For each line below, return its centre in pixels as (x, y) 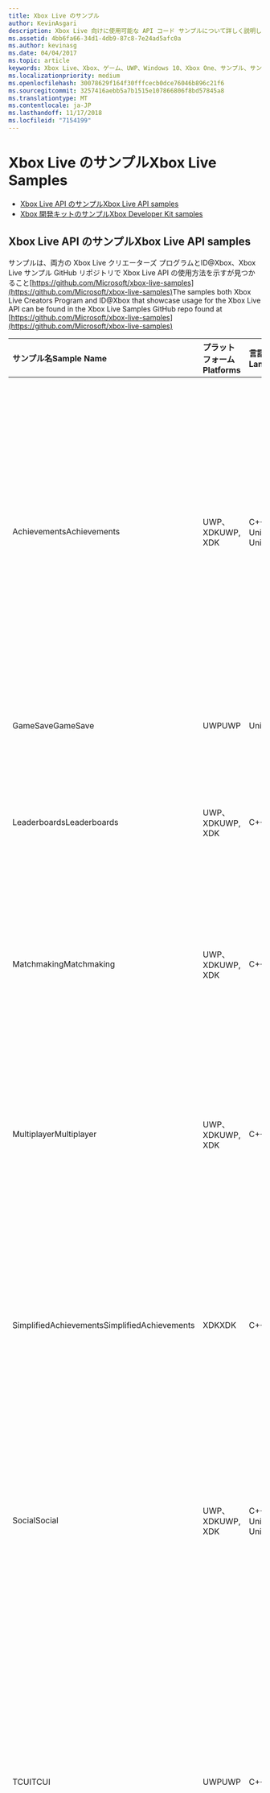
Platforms (221, 369)
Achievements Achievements (66, 531)
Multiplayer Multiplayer (55, 1134)
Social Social (35, 1520)
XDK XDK (219, 1325)
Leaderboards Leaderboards (65, 822)
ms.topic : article (39, 61)
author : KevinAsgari (43, 23)
